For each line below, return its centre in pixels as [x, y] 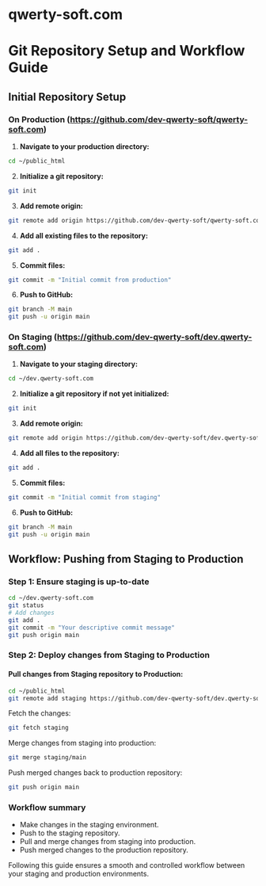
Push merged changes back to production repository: [95, 773]
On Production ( [39, 119]
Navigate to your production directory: [84, 147]
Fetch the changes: [40, 713]
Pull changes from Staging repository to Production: [96, 674]
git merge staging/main [47, 758]
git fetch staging [38, 728]
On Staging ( [33, 337]
